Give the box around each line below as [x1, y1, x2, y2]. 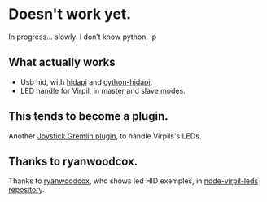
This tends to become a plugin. [8, 109, 169, 123]
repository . [8, 185, 45, 195]
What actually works [8, 55, 116, 69]
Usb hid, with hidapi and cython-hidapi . [20, 77, 153, 86]
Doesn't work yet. [8, 5, 132, 24]
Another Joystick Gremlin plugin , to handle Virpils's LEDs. [8, 131, 202, 141]
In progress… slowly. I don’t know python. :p [8, 32, 157, 42]
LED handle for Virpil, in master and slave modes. [20, 86, 186, 95]
